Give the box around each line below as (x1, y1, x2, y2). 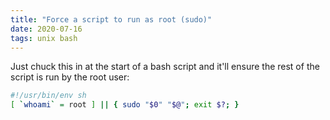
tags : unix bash (10, 33, 78, 43)
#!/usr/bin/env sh (10, 91, 87, 101)
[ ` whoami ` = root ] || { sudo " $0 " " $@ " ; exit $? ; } (10, 100, 240, 110)
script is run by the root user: (10, 71, 130, 83)
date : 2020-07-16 (10, 24, 83, 34)
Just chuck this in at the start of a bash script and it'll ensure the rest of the (10, 61, 320, 73)
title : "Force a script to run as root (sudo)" (10, 14, 213, 25)
